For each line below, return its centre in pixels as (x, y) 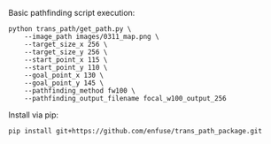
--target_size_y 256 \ (66, 52)
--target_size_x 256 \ (66, 44)
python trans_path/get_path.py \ (70, 29)
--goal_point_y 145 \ (64, 83)
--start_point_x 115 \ (66, 60)
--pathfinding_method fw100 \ (80, 91)
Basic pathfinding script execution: (72, 13)
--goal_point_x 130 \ (64, 75)
